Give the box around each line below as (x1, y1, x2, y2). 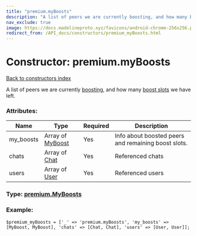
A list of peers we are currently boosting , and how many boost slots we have (6, 86, 191, 93)
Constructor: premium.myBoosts (6, 55, 171, 69)
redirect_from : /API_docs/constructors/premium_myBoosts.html (6, 30, 161, 36)
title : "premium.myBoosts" (6, 8, 72, 15)
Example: (6, 206, 33, 214)
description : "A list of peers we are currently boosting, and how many (6, 14, 188, 20)
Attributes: (6, 106, 38, 114)
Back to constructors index (6, 75, 72, 82)
